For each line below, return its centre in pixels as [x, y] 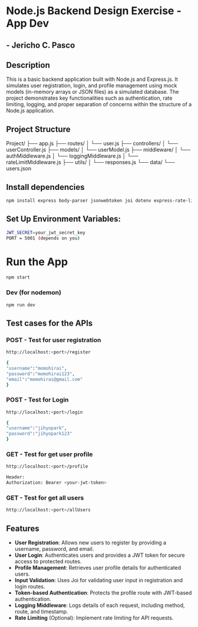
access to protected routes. [48, 561]
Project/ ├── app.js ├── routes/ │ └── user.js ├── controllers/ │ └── [92, 143]
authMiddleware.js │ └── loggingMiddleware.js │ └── [72, 156]
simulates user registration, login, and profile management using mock [92, 86]
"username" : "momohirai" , [37, 368]
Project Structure [38, 129]
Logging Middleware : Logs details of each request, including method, [100, 605]
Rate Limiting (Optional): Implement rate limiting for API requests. [94, 618]
